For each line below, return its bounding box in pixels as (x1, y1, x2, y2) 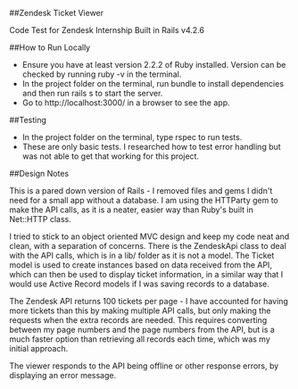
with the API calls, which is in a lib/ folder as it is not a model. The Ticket (9, 250, 275, 261)
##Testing (9, 115, 47, 125)
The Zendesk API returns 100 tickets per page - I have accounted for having (9, 296, 288, 306)
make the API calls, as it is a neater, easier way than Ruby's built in (9, 204, 254, 215)
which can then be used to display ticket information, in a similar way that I (9, 269, 284, 279)
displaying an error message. (9, 370, 117, 380)
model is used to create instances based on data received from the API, (9, 260, 272, 270)
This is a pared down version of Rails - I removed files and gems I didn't (9, 186, 273, 195)
